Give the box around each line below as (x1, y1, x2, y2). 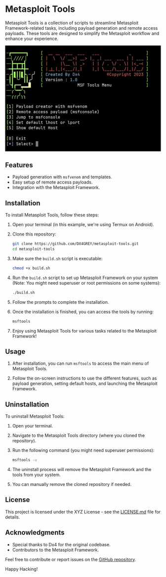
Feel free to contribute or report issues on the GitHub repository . (5, 556, 136, 562)
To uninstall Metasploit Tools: (5, 413, 65, 419)
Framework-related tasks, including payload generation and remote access (5, 25, 158, 31)
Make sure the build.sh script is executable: (12, 255, 103, 261)
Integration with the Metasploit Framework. (12, 185, 100, 191)
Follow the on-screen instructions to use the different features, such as (12, 375, 157, 382)
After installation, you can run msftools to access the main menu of (12, 360, 149, 367)
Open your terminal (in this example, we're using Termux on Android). (12, 222, 154, 228)
